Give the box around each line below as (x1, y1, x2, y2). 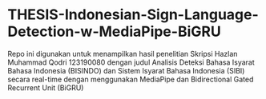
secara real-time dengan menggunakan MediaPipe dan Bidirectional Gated (7, 74, 254, 84)
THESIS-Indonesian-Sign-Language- (7, 6, 260, 24)
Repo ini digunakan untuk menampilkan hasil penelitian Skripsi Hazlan (7, 49, 238, 58)
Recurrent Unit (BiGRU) (7, 82, 84, 93)
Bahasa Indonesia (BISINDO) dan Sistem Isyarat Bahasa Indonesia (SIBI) (7, 65, 245, 75)
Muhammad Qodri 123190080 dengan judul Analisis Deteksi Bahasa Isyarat (7, 57, 256, 67)
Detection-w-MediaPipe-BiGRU (7, 22, 221, 41)
